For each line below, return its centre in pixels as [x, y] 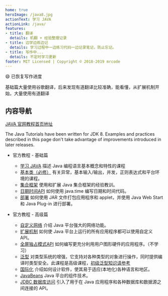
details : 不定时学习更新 [33, 57]
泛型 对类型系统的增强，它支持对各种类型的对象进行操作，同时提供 [89, 257]
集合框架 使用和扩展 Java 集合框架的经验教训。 [69, 185]
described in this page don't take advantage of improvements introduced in [83, 140]
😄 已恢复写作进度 [24, 77]
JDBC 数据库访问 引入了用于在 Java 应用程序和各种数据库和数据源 [89, 282]
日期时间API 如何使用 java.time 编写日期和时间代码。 [74, 191]
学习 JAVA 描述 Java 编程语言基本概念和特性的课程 [73, 166]
